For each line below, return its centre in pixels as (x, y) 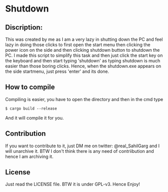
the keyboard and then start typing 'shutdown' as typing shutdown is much (83, 61)
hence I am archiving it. (29, 156)
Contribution (26, 134)
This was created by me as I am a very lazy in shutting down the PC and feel (84, 39)
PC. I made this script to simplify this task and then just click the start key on (84, 55)
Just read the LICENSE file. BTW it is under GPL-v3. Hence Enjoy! (73, 184)
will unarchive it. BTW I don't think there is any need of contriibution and (80, 151)
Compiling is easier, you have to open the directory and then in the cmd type (84, 99)
